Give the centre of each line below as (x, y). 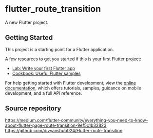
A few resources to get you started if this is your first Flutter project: (73, 59)
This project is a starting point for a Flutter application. (59, 49)
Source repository (33, 109)
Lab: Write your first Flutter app (44, 68)
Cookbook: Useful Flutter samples (46, 73)
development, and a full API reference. (44, 93)
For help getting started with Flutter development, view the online (71, 83)
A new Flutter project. (27, 22)
